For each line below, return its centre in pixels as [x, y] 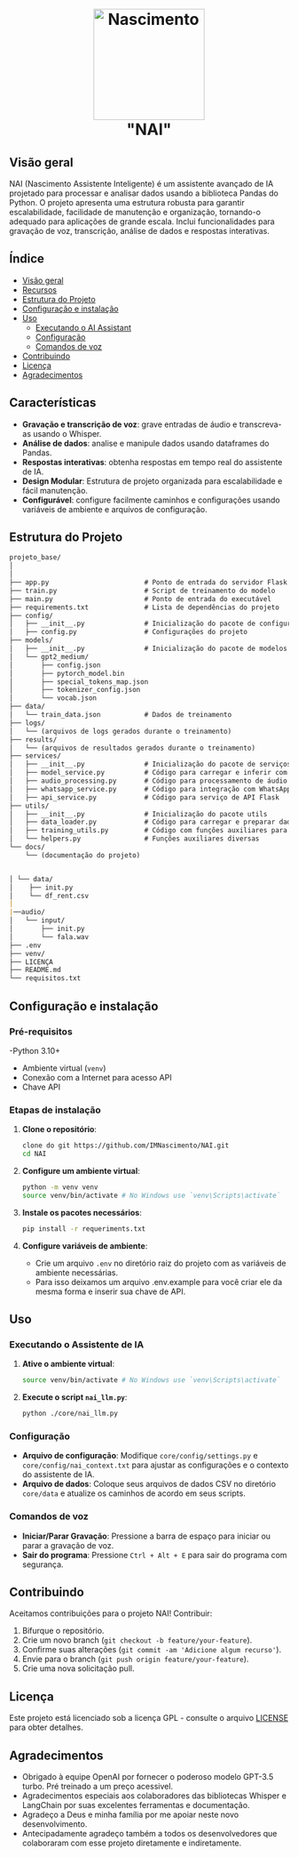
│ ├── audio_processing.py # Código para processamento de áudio [149, 781]
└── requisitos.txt [45, 978]
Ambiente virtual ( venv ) [64, 1068]
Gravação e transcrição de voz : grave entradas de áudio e [129, 424]
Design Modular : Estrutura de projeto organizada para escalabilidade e [152, 481]
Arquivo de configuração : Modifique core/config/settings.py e [140, 1456]
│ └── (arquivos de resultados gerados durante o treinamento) [132, 748]
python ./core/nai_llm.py [70, 1414]
